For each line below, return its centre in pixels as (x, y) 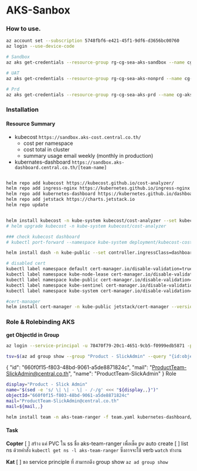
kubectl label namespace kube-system (52, 291)
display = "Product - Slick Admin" (47, 384)
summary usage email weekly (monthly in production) (88, 155)
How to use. (23, 29)
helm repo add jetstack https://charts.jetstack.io (70, 200)
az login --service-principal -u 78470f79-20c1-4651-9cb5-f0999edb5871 (95, 346)
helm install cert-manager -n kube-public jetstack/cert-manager (87, 307)
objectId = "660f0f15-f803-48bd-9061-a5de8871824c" (68, 396)
